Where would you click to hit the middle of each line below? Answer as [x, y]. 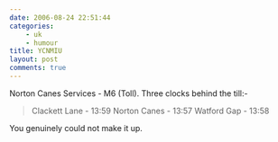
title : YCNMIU [36, 51]
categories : [32, 26]
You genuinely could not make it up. [76, 128]
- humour [42, 43]
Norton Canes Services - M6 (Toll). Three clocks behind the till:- [129, 93]
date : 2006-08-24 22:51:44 [60, 18]
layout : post [34, 59]
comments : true [38, 68]
